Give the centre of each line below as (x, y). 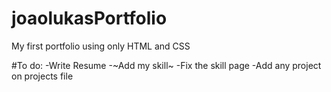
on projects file (42, 76)
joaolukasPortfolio (89, 18)
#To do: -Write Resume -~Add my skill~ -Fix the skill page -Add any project (166, 65)
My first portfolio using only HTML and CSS (101, 46)
